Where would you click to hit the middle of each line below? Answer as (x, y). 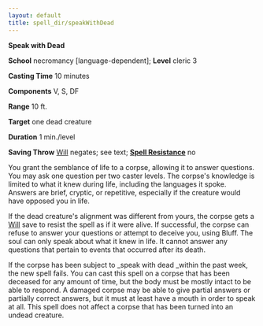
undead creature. (36, 315)
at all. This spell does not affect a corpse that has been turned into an (121, 306)
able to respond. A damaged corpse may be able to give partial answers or (129, 290)
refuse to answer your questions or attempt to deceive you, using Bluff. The (131, 232)
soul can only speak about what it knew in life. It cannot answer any (118, 241)
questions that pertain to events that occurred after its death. (107, 250)
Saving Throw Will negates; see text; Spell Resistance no (102, 152)
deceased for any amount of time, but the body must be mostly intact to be (130, 281)
